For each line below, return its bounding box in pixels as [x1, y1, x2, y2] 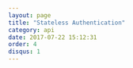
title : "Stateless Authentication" [8, 19, 126, 27]
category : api [8, 26, 55, 34]
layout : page [8, 11, 51, 20]
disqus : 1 [8, 48, 41, 55]
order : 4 [8, 41, 37, 48]
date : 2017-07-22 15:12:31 [8, 33, 97, 41]
